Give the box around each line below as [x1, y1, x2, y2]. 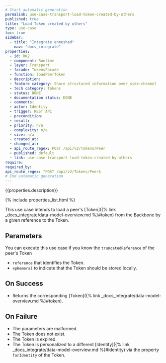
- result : [9, 118, 30, 123]
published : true [5, 16, 39, 21]
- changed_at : [9, 141, 39, 147]
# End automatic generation [5, 174, 64, 179]
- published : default [9, 151, 55, 156]
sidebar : [5, 35, 23, 40]
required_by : [5, 165, 32, 170]
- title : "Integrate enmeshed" [9, 40, 75, 45]
